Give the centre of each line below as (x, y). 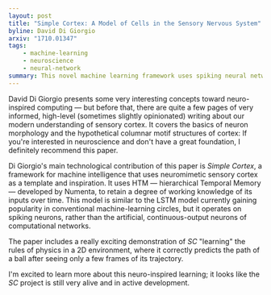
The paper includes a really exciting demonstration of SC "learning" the (127, 241)
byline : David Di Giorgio (52, 31)
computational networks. (50, 226)
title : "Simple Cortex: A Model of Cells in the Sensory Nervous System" (135, 23)
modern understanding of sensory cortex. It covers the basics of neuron (128, 124)
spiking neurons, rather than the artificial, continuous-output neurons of (128, 217)
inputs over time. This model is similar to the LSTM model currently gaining (133, 200)
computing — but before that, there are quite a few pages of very (145, 107)
